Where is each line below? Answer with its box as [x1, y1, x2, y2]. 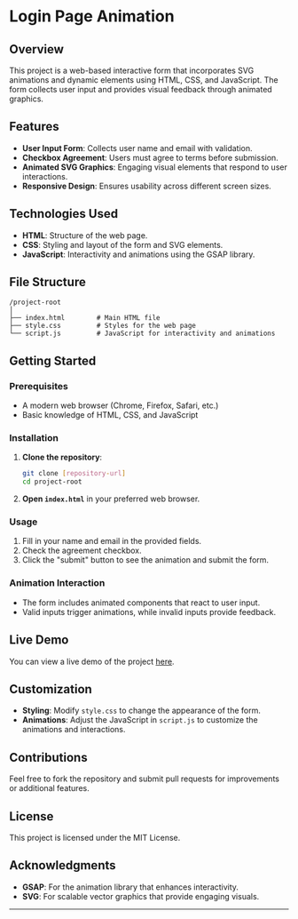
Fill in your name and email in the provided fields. [21, 536, 202, 547]
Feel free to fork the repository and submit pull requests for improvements [9, 773, 279, 784]
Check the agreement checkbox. [21, 545, 142, 556]
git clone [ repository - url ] [21, 469, 126, 478]
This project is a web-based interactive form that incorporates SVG [9, 65, 255, 76]
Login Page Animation [9, 6, 175, 27]
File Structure [9, 275, 86, 290]
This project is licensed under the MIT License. [9, 833, 181, 843]
